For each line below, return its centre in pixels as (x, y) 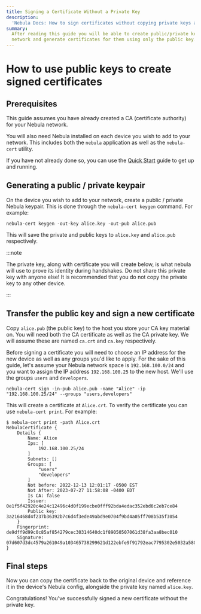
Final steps (27, 566)
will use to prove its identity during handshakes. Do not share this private (96, 270)
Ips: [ (36, 443)
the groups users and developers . (47, 378)
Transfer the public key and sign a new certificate (100, 314)
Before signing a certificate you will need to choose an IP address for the (96, 352)
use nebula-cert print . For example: (52, 411)
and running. (22, 167)
